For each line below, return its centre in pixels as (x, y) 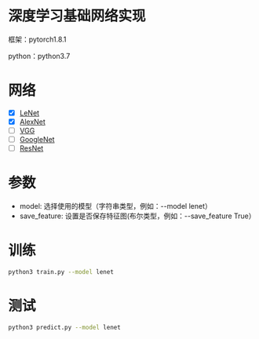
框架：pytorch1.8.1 (37, 39)
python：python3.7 (39, 56)
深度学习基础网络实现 (77, 16)
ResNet (31, 148)
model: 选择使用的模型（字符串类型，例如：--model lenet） (115, 206)
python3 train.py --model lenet (61, 272)
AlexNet (32, 122)
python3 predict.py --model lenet (65, 327)
